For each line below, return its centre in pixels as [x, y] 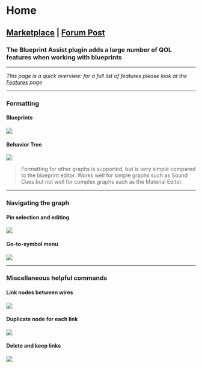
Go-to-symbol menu [32, 244]
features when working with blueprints [64, 57]
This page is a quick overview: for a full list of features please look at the [97, 76]
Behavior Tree [24, 144]
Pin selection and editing [38, 217]
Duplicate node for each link [42, 319]
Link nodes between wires [40, 292]
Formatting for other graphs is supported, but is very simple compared [108, 169]
